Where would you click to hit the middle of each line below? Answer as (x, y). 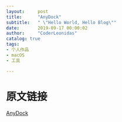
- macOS (16, 55)
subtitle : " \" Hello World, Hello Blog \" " (61, 22)
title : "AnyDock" (34, 17)
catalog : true (23, 39)
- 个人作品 (18, 50)
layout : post (27, 11)
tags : (13, 45)
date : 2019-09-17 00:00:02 (47, 28)
